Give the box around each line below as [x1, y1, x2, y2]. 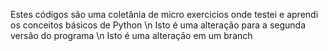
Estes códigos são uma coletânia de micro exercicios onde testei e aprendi [10, 9, 319, 20]
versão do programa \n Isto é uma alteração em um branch [10, 30, 253, 41]
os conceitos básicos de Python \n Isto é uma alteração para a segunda [10, 19, 307, 31]
